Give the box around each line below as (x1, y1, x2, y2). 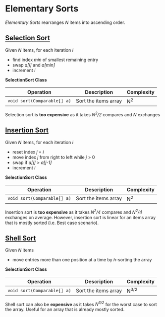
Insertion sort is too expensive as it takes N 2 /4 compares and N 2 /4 (5, 208, 143, 215)
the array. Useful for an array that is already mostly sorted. (5, 307, 125, 313)
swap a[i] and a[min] (12, 62, 55, 68)
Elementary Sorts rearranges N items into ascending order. (5, 19, 125, 25)
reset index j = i (12, 149, 44, 155)
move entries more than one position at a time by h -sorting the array (12, 257, 152, 263)
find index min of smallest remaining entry (12, 57, 99, 63)
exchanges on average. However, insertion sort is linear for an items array (5, 214, 156, 220)
